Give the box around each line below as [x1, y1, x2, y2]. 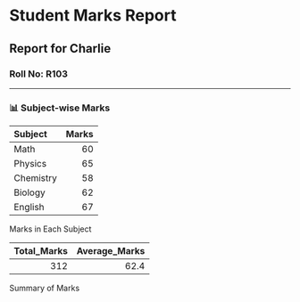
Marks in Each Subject [9, 224, 92, 234]
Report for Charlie [9, 41, 112, 56]
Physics [13, 158, 47, 170]
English [13, 201, 45, 214]
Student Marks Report [9, 5, 177, 26]
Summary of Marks [9, 282, 80, 294]
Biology [13, 186, 46, 199]
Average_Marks [76, 245, 146, 257]
